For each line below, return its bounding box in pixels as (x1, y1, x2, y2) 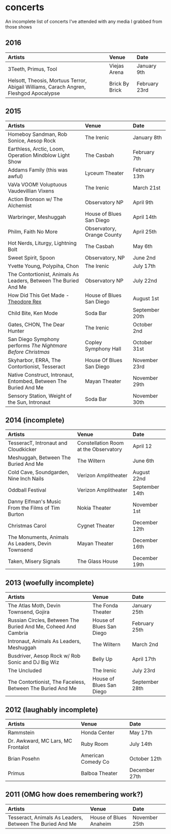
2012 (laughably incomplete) (5, 705, 98, 714)
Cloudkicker (8, 446, 37, 453)
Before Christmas (8, 348, 50, 355)
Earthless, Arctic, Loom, (8, 145, 65, 152)
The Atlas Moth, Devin (8, 602, 61, 609)
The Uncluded (8, 667, 42, 674)
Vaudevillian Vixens (8, 187, 54, 194)
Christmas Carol (8, 522, 47, 530)
